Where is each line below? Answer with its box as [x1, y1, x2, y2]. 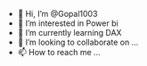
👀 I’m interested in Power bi [17, 18, 118, 29]
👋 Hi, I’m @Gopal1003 [17, 9, 98, 19]
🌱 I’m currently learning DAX [17, 28, 122, 37]
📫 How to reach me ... [17, 47, 101, 57]
